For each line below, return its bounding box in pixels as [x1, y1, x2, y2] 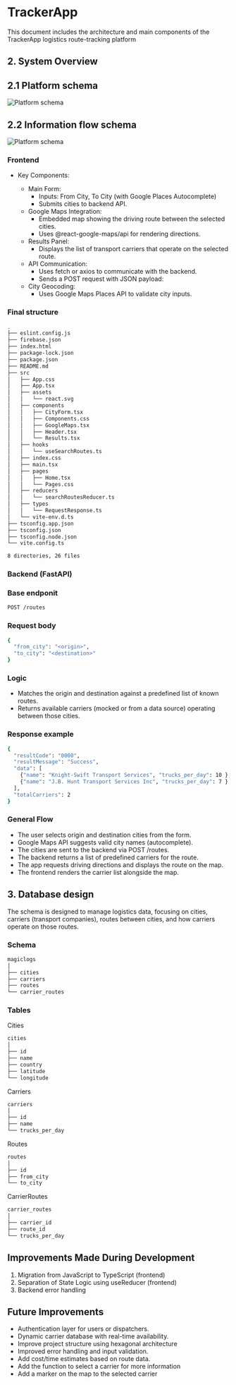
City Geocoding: [27, 282, 76, 291]
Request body [7, 621, 56, 631]
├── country [7, 1061, 42, 1068]
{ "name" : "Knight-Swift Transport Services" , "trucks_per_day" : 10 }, [20, 772, 232, 779]
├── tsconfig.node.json [7, 533, 77, 540]
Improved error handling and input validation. [17, 1347, 149, 1355]
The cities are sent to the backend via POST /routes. [17, 845, 170, 854]
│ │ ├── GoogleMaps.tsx [7, 421, 90, 429]
